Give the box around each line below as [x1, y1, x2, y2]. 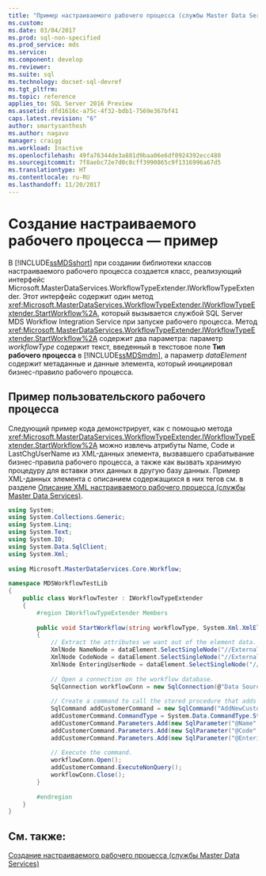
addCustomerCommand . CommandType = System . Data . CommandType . [50, 712, 253, 720]
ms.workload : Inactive [8, 144, 83, 152]
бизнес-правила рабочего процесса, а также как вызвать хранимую [8, 457, 241, 467]
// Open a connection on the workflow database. [50, 675, 215, 683]
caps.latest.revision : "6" [8, 115, 97, 123]
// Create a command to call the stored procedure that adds [50, 697, 257, 705]
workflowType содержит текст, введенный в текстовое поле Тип [8, 342, 226, 351]
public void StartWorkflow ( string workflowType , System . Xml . [36, 624, 243, 631]
